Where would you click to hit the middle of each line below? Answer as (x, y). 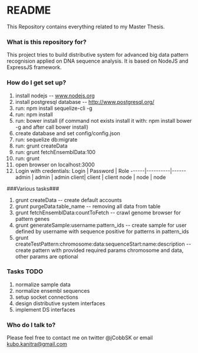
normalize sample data (43, 285)
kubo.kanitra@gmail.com (37, 344)
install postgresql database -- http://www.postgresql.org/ (85, 102)
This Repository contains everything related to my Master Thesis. (86, 27)
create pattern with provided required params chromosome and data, (99, 250)
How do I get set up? (37, 83)
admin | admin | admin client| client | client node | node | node (90, 177)
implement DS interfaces (45, 309)
